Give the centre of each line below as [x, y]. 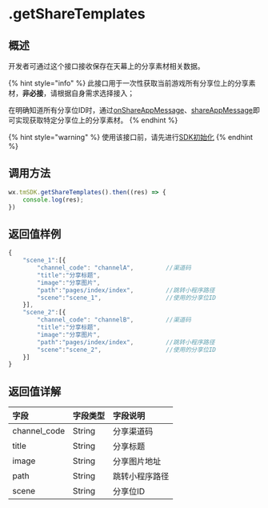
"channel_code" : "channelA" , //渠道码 [114, 268]
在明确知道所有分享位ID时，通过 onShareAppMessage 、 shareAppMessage [131, 110]
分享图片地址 [137, 462]
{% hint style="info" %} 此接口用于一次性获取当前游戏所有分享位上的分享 [129, 83]
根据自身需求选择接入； [96, 93]
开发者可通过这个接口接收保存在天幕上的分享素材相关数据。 [106, 66]
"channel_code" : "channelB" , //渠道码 [114, 320]
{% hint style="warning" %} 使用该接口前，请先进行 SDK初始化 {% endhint [131, 137]
